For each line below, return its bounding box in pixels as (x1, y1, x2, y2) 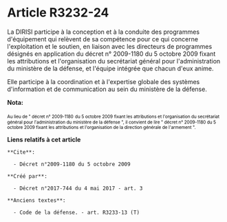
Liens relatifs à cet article (7, 135, 81, 143)
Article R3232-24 (7, 5, 109, 21)
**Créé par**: (7, 172, 48, 180)
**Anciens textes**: (7, 196, 67, 204)
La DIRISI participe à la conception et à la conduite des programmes (7, 28, 200, 36)
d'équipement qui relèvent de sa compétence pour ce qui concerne (7, 34, 198, 43)
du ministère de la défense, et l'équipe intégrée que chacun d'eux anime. (7, 64, 214, 72)
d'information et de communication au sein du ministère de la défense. (7, 85, 208, 93)
